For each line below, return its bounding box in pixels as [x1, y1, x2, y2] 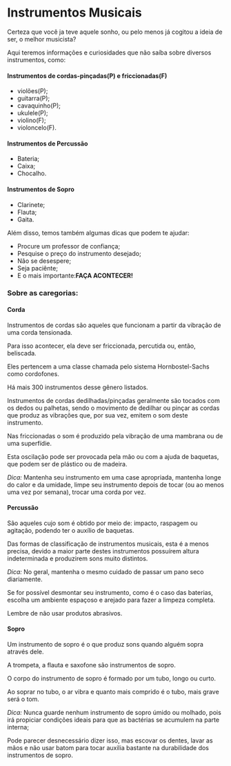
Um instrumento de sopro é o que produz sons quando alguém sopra [7, 640, 203, 649]
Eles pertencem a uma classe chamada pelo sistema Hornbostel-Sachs [7, 362, 210, 371]
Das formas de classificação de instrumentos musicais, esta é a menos [7, 540, 209, 548]
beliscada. [7, 348, 37, 357]
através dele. [7, 647, 44, 656]
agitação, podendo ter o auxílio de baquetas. [7, 526, 134, 534]
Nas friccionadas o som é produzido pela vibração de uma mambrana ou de [7, 431, 223, 440]
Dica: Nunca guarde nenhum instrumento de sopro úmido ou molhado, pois [7, 709, 222, 717]
